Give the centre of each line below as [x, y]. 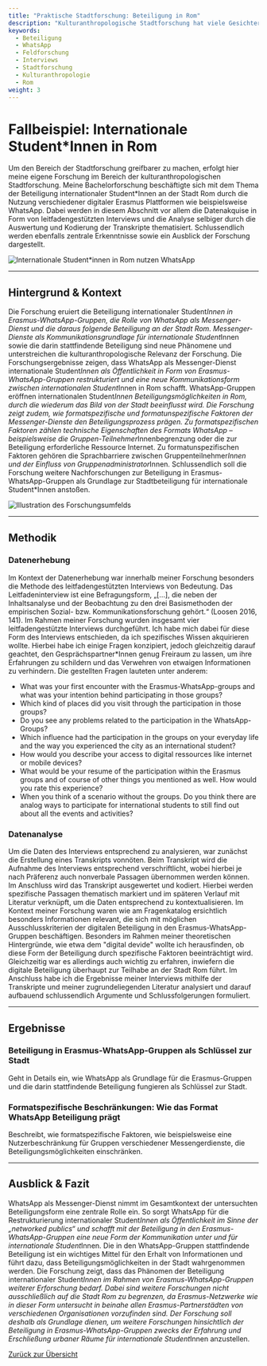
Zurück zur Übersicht [43, 1354]
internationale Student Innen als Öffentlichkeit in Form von [103, 371]
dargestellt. [27, 245]
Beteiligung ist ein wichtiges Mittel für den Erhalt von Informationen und [126, 1254]
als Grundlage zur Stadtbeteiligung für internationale [162, 481]
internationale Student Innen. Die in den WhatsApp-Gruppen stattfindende [129, 1246]
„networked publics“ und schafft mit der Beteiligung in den [104, 1228]
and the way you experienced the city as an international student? [128, 746]
